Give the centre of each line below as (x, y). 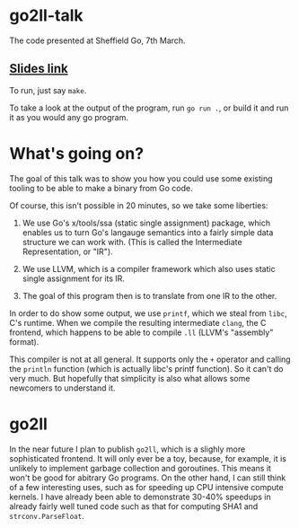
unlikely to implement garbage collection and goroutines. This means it (141, 468)
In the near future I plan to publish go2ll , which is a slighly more (128, 449)
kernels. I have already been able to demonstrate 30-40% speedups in (140, 497)
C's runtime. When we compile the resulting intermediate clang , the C (138, 322)
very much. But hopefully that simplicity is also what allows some (130, 378)
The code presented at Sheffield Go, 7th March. (97, 40)
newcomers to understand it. (62, 388)
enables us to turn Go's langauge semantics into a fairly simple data (148, 232)
